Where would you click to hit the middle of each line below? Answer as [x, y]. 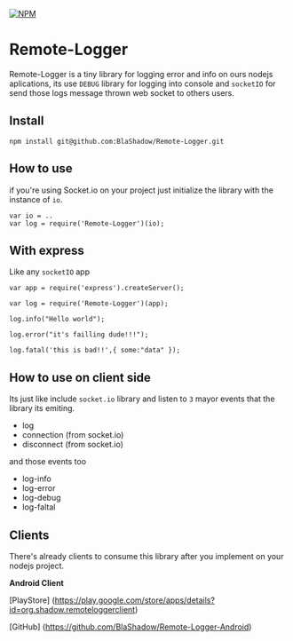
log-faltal [39, 507]
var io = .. [31, 216]
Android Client [36, 583]
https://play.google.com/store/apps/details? [135, 600]
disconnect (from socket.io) [73, 445]
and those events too [48, 462]
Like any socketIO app [50, 272]
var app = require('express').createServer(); [97, 289]
